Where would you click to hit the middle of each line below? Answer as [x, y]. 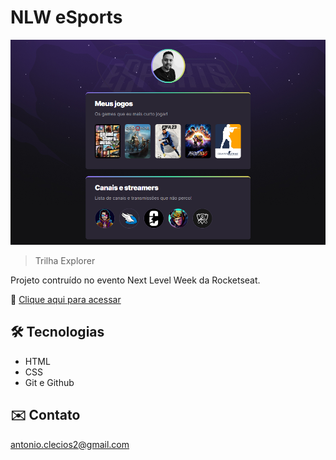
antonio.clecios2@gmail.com [70, 444]
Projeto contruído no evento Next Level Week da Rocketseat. [135, 280]
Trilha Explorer [65, 261]
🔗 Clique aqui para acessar [66, 300]
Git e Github [49, 382]
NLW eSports [66, 17]
